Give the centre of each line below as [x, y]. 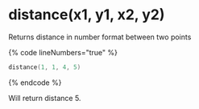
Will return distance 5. [45, 98]
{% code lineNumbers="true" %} [63, 52]
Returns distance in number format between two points [100, 37]
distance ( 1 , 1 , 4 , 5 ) [45, 67]
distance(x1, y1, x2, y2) [87, 15]
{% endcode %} [35, 83]
